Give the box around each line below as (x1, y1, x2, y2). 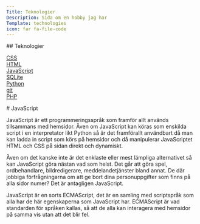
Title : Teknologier (6, 8, 56, 15)
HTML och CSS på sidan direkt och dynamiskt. (6, 142, 123, 149)
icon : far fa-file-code (6, 25, 67, 32)
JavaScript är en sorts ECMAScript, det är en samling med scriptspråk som (6, 192, 195, 199)
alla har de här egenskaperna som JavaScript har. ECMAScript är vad (6, 198, 181, 205)
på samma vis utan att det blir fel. (6, 211, 90, 219)
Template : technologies (6, 20, 67, 26)
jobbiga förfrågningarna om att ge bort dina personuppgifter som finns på (6, 174, 191, 181)
